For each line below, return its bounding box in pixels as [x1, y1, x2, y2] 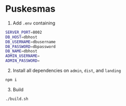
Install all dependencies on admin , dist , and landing [12, 67, 121, 74]
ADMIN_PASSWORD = [5, 58, 40, 64]
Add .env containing [12, 20, 56, 26]
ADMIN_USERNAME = [5, 54, 40, 59]
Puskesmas [5, 3, 56, 15]
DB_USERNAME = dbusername [5, 39, 56, 44]
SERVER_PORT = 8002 [5, 30, 42, 35]
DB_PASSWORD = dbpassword [5, 44, 56, 49]
